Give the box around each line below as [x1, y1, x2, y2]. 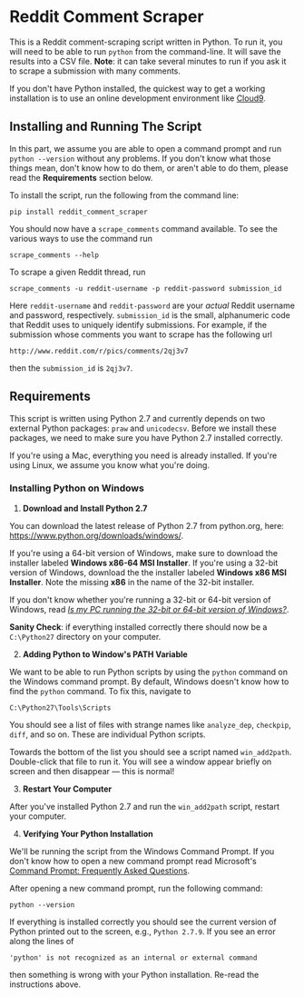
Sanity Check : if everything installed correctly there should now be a [9, 621, 268, 633]
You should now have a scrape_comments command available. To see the [9, 223, 279, 234]
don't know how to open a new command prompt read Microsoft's [9, 855, 257, 866]
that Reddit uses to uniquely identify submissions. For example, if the [9, 319, 268, 330]
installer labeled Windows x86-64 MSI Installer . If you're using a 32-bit [9, 557, 279, 568]
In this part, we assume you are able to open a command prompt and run [9, 143, 282, 154]
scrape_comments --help [9, 250, 100, 260]
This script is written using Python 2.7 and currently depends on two [9, 413, 266, 424]
